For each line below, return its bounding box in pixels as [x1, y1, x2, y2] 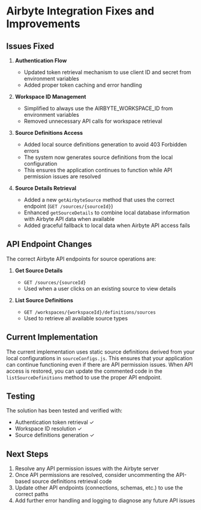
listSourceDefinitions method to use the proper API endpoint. [6, 373, 162, 381]
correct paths [14, 491, 49, 498]
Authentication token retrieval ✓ [14, 418, 94, 426]
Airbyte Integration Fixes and [6, 4, 155, 18]
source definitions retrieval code [32, 477, 112, 485]
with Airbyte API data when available [23, 216, 115, 222]
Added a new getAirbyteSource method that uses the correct [23, 196, 175, 203]
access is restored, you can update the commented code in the [6, 367, 163, 375]
